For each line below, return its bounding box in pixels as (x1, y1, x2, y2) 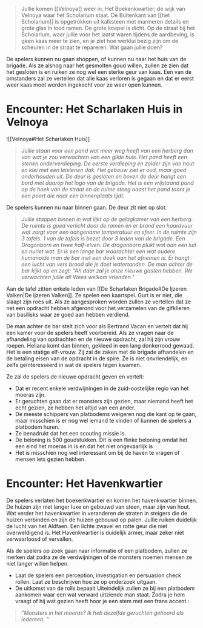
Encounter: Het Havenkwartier (6, 477, 163, 491)
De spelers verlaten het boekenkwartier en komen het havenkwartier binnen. (6, 497, 198, 504)
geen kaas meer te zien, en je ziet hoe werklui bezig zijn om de (21, 38, 179, 44)
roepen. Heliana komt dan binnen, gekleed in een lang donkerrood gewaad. (6, 342, 195, 349)
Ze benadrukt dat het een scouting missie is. (15, 429, 126, 437)
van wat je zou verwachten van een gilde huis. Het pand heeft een (21, 153, 187, 160)
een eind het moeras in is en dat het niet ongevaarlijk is (15, 442, 153, 450)
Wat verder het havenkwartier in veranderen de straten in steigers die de (6, 509, 188, 517)
